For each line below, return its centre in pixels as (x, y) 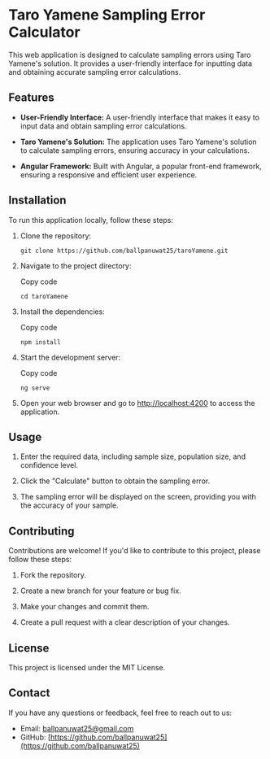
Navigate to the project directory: (76, 265)
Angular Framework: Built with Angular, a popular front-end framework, (141, 166)
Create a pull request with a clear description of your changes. (125, 622)
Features (31, 98)
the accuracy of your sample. (70, 505)
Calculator (44, 32)
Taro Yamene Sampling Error (107, 15)
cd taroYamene (44, 296)
